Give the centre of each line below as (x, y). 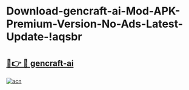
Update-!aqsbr (44, 37)
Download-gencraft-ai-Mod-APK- (93, 11)
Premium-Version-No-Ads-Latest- (95, 24)
